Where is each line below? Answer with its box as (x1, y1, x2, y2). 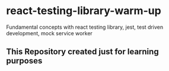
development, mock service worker (6, 29, 93, 36)
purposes (6, 56, 43, 66)
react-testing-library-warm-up (6, 4, 161, 18)
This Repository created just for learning (6, 47, 159, 57)
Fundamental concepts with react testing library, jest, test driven (6, 23, 164, 31)
